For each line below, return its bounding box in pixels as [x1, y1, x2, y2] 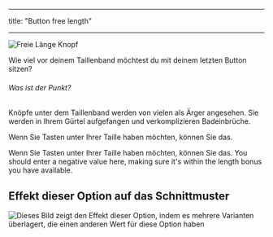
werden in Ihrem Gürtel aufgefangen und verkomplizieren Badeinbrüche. [8, 116, 251, 126]
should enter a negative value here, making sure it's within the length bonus [8, 156, 262, 167]
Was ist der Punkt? [8, 82, 71, 92]
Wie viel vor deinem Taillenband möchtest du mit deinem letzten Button [8, 55, 247, 65]
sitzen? [8, 64, 32, 73]
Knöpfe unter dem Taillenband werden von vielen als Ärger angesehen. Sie [8, 108, 259, 118]
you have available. [8, 165, 73, 175]
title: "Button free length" [8, 16, 92, 25]
